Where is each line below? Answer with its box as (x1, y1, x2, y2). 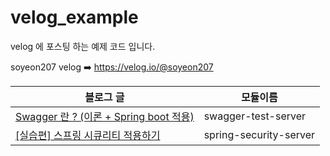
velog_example (10, 6, 139, 29)
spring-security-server (203, 127, 316, 141)
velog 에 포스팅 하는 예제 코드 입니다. (10, 40, 156, 52)
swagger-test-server (203, 109, 307, 123)
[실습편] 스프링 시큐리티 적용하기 (15, 128, 161, 142)
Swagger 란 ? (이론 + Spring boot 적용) (15, 109, 195, 123)
